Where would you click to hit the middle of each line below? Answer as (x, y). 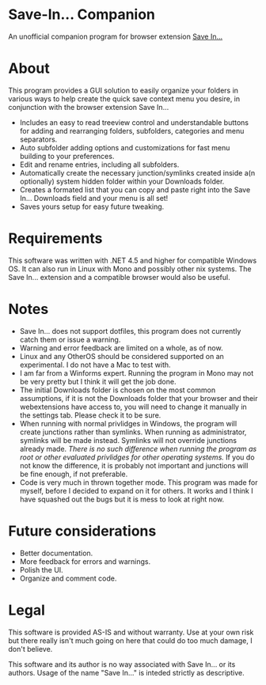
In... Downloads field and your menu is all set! (94, 198)
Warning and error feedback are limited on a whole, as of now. (121, 348)
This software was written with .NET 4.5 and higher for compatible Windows (133, 260)
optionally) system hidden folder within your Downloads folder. (122, 181)
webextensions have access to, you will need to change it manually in (133, 407)
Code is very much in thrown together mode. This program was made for (139, 482)
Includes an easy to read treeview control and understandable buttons (134, 122)
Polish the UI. (41, 570)
